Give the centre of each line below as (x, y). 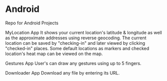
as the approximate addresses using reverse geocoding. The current (76, 38)
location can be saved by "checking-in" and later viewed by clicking (75, 43)
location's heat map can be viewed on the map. (54, 54)
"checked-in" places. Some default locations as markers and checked (77, 48)
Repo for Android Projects (32, 23)
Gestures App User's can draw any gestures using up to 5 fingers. (73, 63)
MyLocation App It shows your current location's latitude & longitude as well (84, 32)
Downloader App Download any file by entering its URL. (62, 73)
